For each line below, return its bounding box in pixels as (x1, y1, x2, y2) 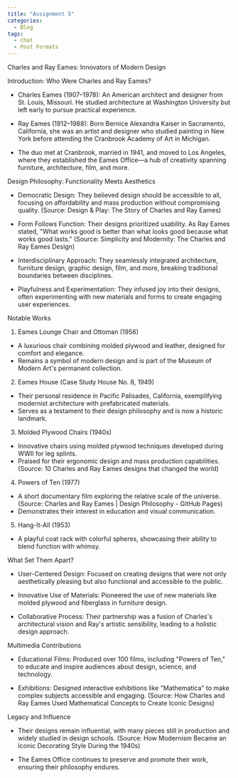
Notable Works (7, 314, 51, 322)
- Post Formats (13, 43, 59, 50)
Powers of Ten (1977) (17, 478, 80, 487)
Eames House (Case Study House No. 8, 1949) (17, 378, 155, 386)
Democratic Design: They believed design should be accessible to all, (17, 191, 222, 199)
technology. (17, 670, 53, 679)
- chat (13, 37, 33, 44)
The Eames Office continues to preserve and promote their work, (17, 755, 208, 764)
